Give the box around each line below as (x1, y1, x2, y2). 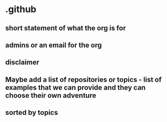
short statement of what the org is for (5, 24, 126, 32)
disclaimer (5, 58, 40, 67)
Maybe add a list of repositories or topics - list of (5, 75, 162, 84)
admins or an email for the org (5, 40, 102, 49)
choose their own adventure (5, 91, 96, 100)
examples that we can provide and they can (5, 83, 146, 92)
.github (5, 4, 37, 15)
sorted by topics (5, 108, 58, 117)
